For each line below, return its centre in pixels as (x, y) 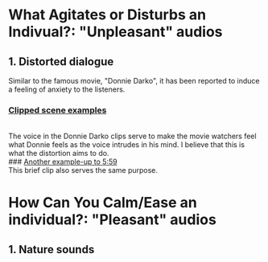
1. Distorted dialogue (61, 61)
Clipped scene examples (58, 110)
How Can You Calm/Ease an (103, 203)
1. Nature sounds (52, 250)
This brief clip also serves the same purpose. (83, 170)
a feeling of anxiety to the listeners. (67, 89)
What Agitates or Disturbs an (107, 15)
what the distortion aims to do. (59, 154)
